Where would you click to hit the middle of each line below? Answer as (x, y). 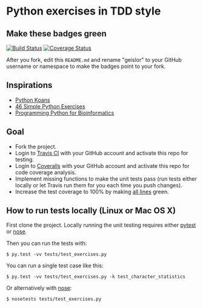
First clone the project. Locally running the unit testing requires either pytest (101, 225)
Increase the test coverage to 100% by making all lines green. (92, 192)
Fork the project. (36, 146)
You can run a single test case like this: (55, 266)
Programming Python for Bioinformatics (65, 113)
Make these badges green (57, 34)
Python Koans (32, 100)
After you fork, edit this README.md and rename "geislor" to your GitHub (94, 60)
